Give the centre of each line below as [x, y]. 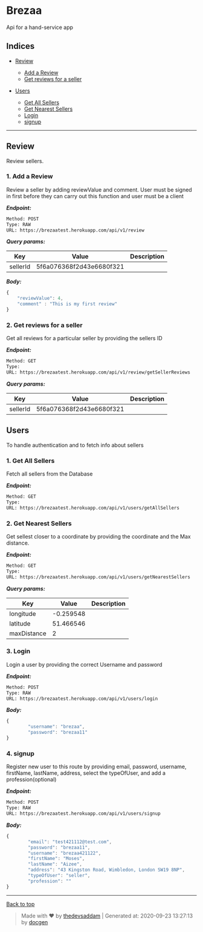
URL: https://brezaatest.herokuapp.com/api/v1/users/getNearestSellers [98, 577]
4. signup [20, 753]
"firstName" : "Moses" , [56, 859]
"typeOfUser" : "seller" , [59, 876]
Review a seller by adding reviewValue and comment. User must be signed [99, 189]
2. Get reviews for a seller [44, 325]
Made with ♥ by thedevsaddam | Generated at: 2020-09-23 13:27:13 [107, 916]
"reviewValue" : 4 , [40, 299]
